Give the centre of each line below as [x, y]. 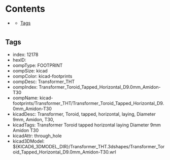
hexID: [19, 60]
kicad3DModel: [28, 141]
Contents [25, 9]
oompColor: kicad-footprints [42, 76]
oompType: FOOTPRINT [38, 65]
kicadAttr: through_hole [37, 136]
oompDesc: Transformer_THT [44, 82]
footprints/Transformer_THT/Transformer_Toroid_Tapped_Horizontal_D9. [88, 103]
